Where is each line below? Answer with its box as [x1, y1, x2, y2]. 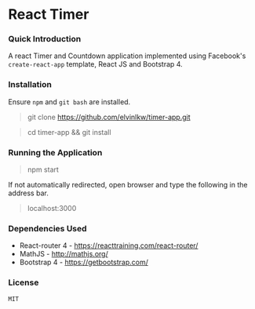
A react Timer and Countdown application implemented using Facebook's [8, 51, 246, 60]
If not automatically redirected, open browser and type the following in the [8, 180, 248, 190]
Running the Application [8, 147, 103, 158]
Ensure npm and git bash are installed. [8, 96, 131, 107]
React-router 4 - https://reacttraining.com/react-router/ [19, 241, 199, 250]
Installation [8, 79, 53, 90]
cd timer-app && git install [27, 127, 111, 136]
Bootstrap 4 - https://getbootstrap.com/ [19, 257, 149, 267]
